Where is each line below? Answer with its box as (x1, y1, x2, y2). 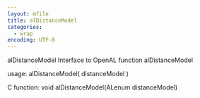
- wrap (13, 30, 33, 37)
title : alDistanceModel (7, 17, 78, 24)
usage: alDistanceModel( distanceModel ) (7, 70, 129, 78)
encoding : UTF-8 (7, 37, 55, 44)
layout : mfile (7, 10, 49, 18)
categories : (7, 23, 42, 30)
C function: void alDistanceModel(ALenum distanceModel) (7, 83, 178, 92)
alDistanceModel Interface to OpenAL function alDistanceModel (7, 56, 193, 64)
